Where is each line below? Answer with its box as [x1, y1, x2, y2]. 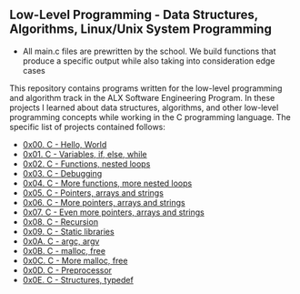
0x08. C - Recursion [22, 216, 98, 227]
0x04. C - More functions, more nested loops [22, 177, 193, 188]
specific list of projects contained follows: [9, 121, 166, 132]
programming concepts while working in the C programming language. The [9, 111, 291, 122]
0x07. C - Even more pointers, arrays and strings [22, 207, 205, 218]
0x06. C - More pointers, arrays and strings [22, 197, 185, 208]
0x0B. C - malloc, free [22, 245, 106, 256]
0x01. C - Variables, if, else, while [22, 148, 147, 159]
